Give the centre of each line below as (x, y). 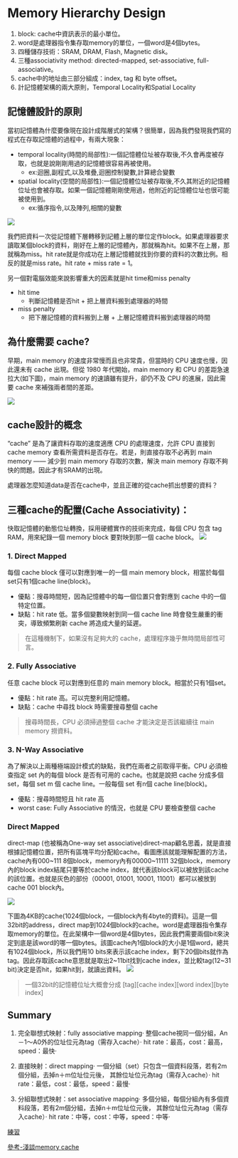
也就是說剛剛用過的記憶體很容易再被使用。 (92, 163)
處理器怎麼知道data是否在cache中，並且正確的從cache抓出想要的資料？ (113, 485)
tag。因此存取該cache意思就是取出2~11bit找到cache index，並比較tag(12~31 (119, 961)
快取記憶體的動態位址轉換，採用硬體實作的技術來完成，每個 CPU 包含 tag (115, 528)
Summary (29, 1015)
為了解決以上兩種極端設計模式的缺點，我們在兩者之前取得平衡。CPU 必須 (114, 766)
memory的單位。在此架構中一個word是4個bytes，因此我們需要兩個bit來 (118, 934)
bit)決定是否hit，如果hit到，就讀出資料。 (66, 969)
